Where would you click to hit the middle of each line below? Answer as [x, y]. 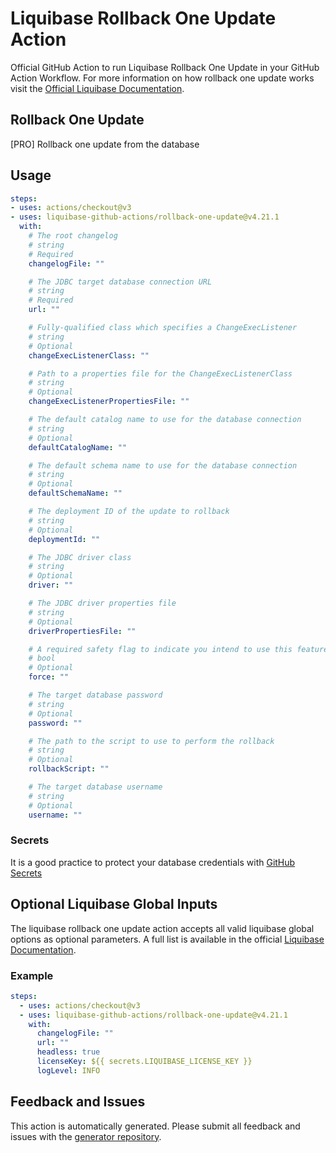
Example [32, 975]
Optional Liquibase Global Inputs [114, 904]
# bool [42, 658]
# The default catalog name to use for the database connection [165, 420]
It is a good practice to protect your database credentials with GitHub [153, 862]
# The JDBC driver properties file [102, 603]
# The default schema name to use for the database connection [163, 465]
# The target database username [95, 787]
